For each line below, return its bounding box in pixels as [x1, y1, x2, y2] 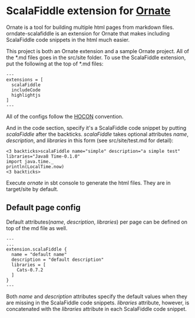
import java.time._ [6, 158, 54, 165]
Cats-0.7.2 [16, 267, 44, 273]
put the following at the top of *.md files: [6, 60, 104, 67]
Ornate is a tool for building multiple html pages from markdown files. [6, 24, 174, 31]
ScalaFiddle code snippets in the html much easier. [6, 36, 130, 43]
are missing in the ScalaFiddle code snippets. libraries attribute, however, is [6, 299, 190, 306]
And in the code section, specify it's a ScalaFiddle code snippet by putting [6, 124, 187, 131]
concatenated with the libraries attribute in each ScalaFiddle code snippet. [6, 305, 187, 312]
